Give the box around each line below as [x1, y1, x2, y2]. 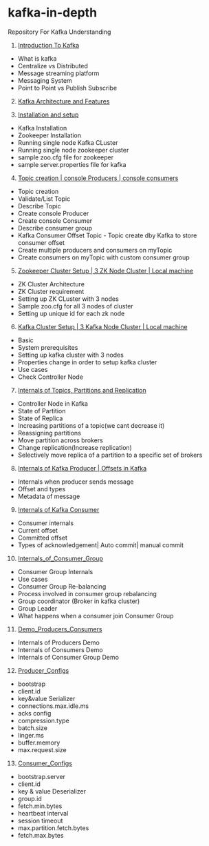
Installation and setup [17, 110, 79, 119]
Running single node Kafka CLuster [17, 138, 118, 146]
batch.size [17, 723, 47, 732]
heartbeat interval [17, 809, 69, 817]
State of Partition [17, 406, 66, 415]
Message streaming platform [17, 69, 100, 77]
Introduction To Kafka [17, 41, 80, 49]
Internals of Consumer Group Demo [17, 653, 120, 661]
